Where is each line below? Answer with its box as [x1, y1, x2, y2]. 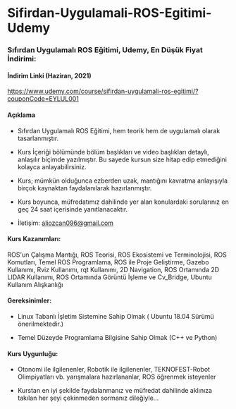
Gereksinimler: [7, 296, 52, 305]
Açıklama [7, 111, 36, 119]
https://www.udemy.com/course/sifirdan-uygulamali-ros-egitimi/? [7, 87, 199, 96]
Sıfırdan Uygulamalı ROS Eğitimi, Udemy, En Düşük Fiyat [7, 45, 203, 55]
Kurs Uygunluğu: [7, 349, 58, 358]
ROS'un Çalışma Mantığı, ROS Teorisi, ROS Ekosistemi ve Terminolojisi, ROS [7, 250, 227, 259]
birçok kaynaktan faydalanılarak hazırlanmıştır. [17, 183, 152, 192]
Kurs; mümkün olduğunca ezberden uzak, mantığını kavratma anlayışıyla [17, 176, 228, 185]
